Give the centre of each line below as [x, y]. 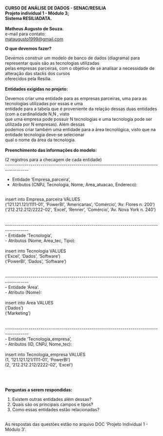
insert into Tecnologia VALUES [36, 251]
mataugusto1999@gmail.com [34, 39]
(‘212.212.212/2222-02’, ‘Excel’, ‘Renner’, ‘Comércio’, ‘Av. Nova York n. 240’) [81, 209]
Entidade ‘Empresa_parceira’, [41, 179]
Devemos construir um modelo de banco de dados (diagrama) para [72, 58]
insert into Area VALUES [29, 303]
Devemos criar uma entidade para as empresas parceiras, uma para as [76, 98]
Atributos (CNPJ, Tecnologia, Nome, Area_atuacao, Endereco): [75, 185]
